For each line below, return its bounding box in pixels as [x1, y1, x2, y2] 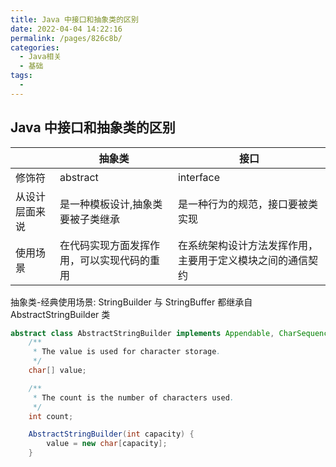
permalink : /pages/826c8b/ [10, 33, 123, 43]
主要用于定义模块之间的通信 [177, 253, 308, 267]
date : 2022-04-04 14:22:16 [10, 24, 123, 34]
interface [177, 170, 221, 184]
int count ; [28, 411, 74, 421]
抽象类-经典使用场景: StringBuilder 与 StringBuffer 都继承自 [10, 296, 253, 308]
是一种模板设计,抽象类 [59, 197, 163, 211]
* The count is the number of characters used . [32, 392, 235, 403]
